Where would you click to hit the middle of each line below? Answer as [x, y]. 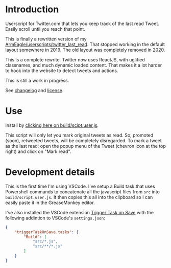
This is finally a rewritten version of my [46, 39]
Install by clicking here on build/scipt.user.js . [52, 125]
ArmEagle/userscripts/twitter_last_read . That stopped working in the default [85, 44]
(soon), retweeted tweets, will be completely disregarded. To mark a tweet [83, 140]
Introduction [32, 9]
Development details [50, 172]
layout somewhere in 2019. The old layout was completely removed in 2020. [85, 50]
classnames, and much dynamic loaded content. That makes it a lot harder [84, 65]
